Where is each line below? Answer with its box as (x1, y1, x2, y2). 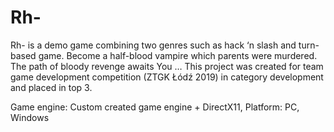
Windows (10, 111, 50, 123)
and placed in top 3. (10, 81, 93, 93)
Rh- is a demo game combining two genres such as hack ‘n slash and (10, 39, 297, 51)
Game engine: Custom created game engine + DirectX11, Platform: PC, (10, 101, 300, 113)
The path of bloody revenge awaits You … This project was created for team (10, 60, 324, 72)
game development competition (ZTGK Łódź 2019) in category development (10, 71, 324, 83)
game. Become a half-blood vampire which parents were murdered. (38, 49, 318, 61)
